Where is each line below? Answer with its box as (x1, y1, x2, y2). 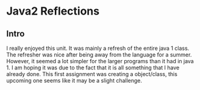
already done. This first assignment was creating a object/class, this (6, 71, 178, 77)
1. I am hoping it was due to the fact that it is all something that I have (6, 64, 180, 71)
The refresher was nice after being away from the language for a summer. (6, 51, 192, 58)
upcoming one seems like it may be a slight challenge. (6, 77, 142, 84)
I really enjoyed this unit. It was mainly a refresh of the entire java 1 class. (6, 44, 190, 52)
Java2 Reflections (6, 4, 99, 18)
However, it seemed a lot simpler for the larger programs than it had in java (6, 58, 194, 64)
